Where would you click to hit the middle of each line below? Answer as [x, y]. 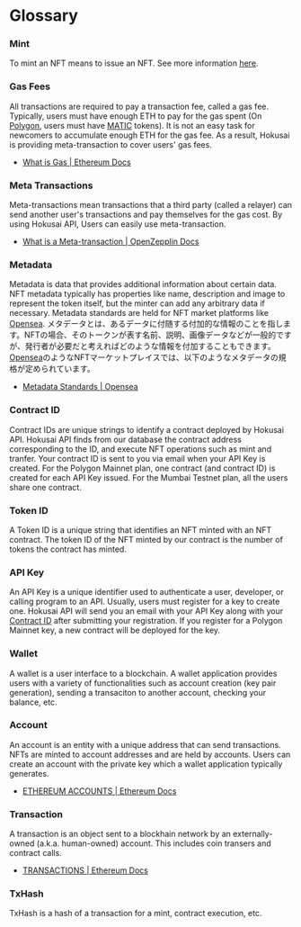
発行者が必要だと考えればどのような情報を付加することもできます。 [150, 346]
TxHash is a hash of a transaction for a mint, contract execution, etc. [136, 913]
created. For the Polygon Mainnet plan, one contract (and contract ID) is [142, 468]
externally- [253, 834]
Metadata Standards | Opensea [80, 387]
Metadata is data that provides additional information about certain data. [143, 284]
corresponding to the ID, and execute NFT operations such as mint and [141, 449]
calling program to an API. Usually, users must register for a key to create [145, 602]
